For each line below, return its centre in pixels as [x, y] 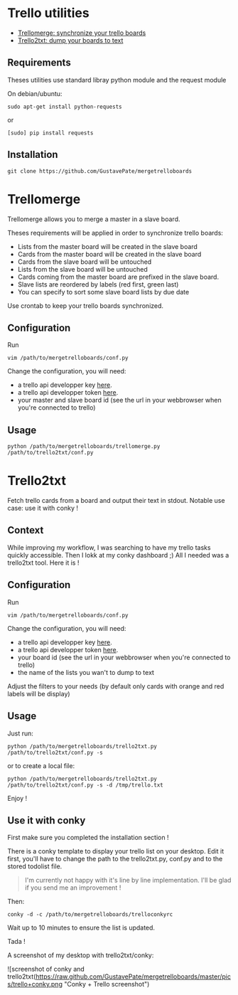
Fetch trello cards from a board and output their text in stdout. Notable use [116, 501]
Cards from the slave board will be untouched [85, 262]
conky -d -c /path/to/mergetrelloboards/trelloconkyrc [90, 915]
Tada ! [17, 942]
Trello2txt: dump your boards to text [70, 40]
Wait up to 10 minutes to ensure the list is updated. [81, 928]
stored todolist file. [35, 866]
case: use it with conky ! [43, 508]
